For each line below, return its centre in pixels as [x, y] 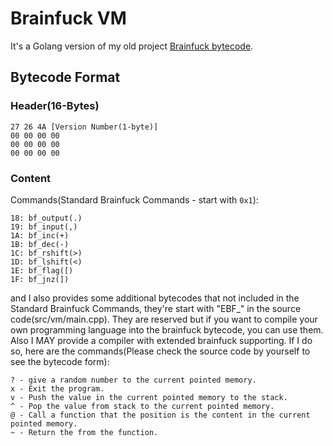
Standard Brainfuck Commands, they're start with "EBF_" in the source [156, 308]
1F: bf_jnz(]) [40, 279]
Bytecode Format [65, 77]
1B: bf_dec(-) [40, 244]
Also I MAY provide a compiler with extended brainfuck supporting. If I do [161, 340]
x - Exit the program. [57, 388]
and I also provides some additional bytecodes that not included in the [155, 298]
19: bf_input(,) [44, 227]
